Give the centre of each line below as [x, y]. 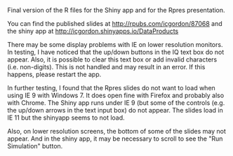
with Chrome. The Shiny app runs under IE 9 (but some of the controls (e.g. [116, 103]
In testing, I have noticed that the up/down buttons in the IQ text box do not [116, 52]
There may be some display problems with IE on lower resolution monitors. [115, 44]
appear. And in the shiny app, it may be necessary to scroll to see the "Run [115, 139]
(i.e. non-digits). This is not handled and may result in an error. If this [106, 67]
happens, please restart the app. [54, 74]
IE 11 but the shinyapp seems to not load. [66, 118]
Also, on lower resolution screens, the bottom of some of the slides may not [117, 131]
